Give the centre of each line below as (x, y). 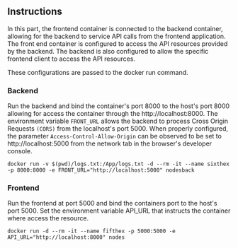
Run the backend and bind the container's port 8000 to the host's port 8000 (119, 106)
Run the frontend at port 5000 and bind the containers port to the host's (112, 203)
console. (20, 151)
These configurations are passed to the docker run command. (98, 72)
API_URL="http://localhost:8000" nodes (66, 237)
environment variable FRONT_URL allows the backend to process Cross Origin (118, 121)
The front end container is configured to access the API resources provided (118, 43)
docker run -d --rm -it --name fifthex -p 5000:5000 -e (91, 231)
